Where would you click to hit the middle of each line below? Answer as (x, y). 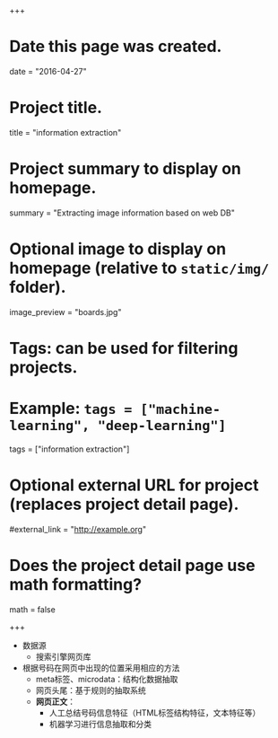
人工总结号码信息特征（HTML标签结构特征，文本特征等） (155, 712)
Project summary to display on (126, 169)
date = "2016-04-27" (48, 71)
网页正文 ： (56, 701)
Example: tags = (71, 409)
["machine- (181, 410)
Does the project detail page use (132, 566)
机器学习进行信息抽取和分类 (100, 724)
